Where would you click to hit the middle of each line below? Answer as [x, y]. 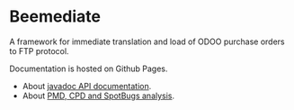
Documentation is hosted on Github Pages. [89, 69]
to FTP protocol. [39, 50]
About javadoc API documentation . [87, 86]
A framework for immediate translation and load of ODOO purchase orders [147, 41]
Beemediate [55, 17]
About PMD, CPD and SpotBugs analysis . [98, 96]
